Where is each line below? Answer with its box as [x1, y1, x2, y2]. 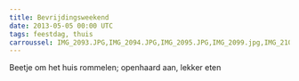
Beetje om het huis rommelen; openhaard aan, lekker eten [9, 62, 222, 73]
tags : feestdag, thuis [9, 29, 93, 38]
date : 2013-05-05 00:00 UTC [9, 21, 114, 30]
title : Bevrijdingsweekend [9, 12, 109, 22]
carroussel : [9, 37, 53, 47]
